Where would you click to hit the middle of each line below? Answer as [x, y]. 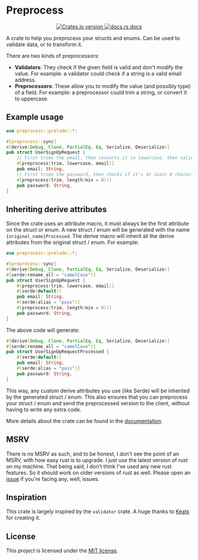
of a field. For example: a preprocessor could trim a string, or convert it [101, 92]
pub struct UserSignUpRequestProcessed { [58, 352]
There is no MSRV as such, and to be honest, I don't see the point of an [93, 454]
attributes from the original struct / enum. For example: [73, 242]
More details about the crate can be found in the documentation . [85, 421]
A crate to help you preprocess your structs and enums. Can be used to [93, 38]
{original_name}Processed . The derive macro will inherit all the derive [90, 236]
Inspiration [27, 497]
